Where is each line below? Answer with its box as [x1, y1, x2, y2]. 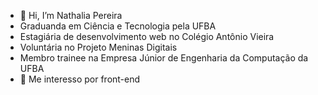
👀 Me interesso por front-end [19, 73, 141, 85]
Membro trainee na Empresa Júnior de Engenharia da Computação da [19, 52, 309, 64]
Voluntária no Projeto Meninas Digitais [19, 41, 178, 53]
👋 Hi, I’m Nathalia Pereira [19, 10, 123, 21]
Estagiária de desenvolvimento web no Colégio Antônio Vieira [19, 31, 275, 42]
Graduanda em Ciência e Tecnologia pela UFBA [19, 20, 217, 32]
